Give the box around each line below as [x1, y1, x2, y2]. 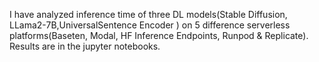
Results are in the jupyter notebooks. [9, 40, 161, 52]
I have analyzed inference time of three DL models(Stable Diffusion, [9, 9, 288, 20]
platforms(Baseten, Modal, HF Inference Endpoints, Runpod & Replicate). [9, 30, 309, 41]
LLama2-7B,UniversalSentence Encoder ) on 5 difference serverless [9, 19, 291, 31]
